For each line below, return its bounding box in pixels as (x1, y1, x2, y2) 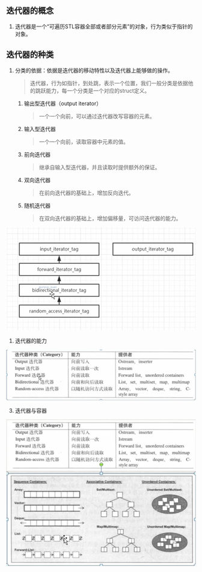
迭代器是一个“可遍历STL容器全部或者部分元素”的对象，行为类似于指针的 (14, 23, 193, 30)
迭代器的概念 (6, 5, 54, 16)
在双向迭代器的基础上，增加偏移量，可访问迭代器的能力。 (38, 214, 182, 222)
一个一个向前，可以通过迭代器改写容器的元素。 (38, 112, 155, 120)
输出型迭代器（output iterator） (23, 100, 102, 107)
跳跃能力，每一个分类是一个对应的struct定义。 (35, 87, 150, 94)
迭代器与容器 (14, 407, 47, 414)
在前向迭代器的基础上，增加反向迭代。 (38, 189, 134, 196)
